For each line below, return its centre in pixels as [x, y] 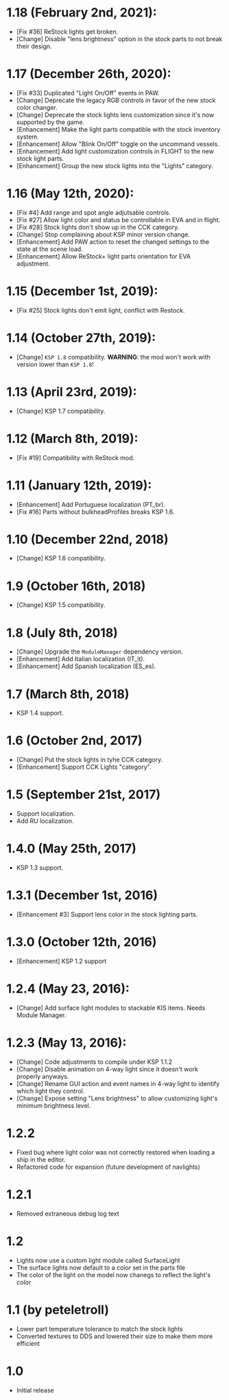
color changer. [37, 107]
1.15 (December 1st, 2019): [82, 291]
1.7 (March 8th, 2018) [68, 694]
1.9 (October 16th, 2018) [76, 586]
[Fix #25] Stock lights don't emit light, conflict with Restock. [100, 310]
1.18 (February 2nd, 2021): [82, 13]
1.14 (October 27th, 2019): [81, 338]
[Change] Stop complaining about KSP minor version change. [103, 234]
